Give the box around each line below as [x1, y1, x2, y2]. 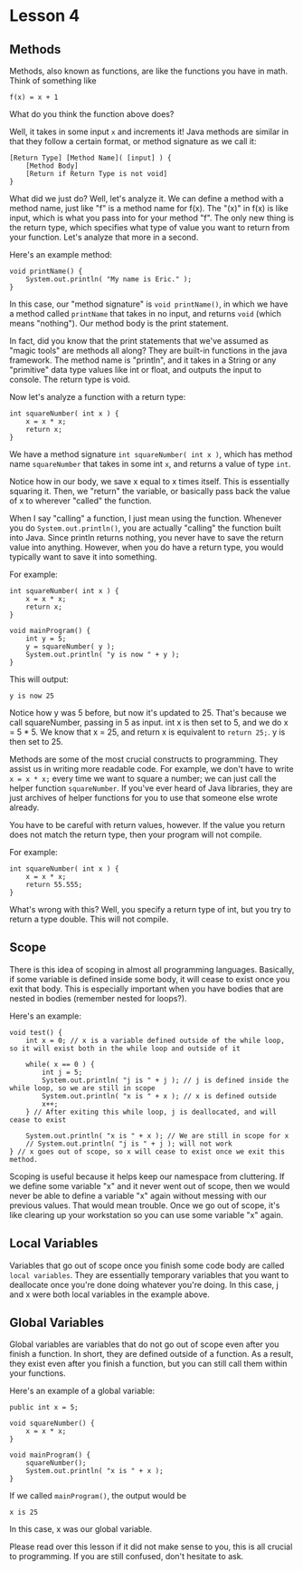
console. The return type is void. [9, 374, 131, 385]
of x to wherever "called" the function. [9, 495, 152, 506]
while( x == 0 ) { [25, 1059, 95, 1068]
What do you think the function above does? [9, 109, 175, 119]
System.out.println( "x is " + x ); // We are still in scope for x [25, 1131, 289, 1140]
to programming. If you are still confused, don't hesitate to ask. [9, 1551, 244, 1562]
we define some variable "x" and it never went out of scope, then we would [9, 1180, 290, 1191]
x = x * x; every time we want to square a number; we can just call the [9, 773, 277, 784]
